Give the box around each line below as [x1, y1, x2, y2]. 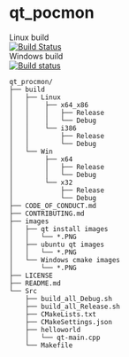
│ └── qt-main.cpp [25, 333, 101, 342]
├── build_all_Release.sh [25, 302, 121, 311]
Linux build [9, 32, 49, 43]
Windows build [9, 50, 64, 61]
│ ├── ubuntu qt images [9, 240, 104, 249]
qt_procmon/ [9, 77, 53, 86]
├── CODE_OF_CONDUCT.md [9, 201, 97, 210]
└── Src [9, 286, 38, 295]
